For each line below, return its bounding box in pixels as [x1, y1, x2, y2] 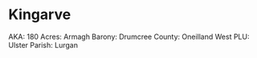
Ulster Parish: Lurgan [8, 40, 79, 49]
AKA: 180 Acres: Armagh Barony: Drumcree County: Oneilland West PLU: [8, 32, 250, 41]
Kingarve [8, 6, 71, 24]
